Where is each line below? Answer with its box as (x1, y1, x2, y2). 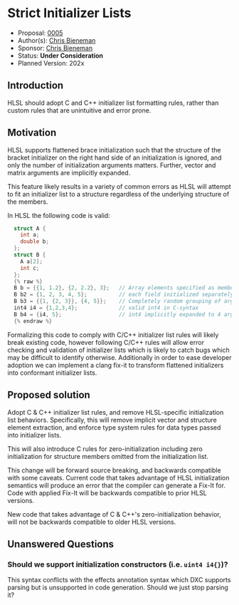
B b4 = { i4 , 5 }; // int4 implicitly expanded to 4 (14, 311, 221, 318)
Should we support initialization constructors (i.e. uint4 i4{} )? (7, 559, 228, 569)
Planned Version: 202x (17, 58, 85, 67)
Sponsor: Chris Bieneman (17, 43, 93, 52)
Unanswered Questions (7, 538, 115, 550)
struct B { (14, 252, 46, 259)
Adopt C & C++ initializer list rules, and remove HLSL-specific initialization (7, 408, 224, 416)
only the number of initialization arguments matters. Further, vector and (7, 160, 216, 169)
